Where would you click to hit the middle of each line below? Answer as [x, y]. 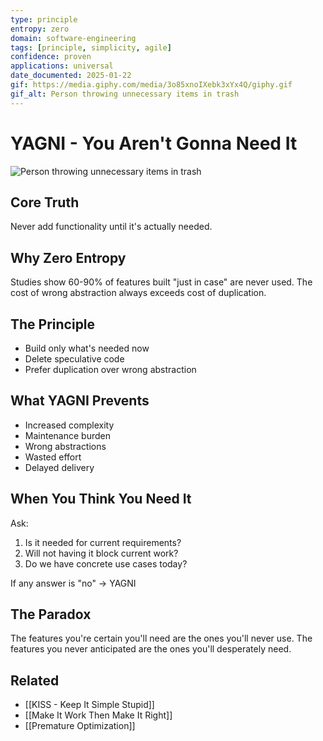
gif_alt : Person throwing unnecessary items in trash [125, 94]
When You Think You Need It [101, 499]
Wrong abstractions [65, 446]
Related [35, 680]
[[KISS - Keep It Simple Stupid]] [89, 705]
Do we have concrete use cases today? [106, 563]
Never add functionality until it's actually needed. [111, 227]
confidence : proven [51, 57]
